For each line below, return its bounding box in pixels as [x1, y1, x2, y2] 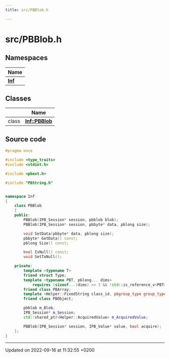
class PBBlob [14, 203, 42, 209]
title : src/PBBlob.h [5, 7, 49, 13]
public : [14, 213, 30, 218]
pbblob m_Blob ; [23, 305, 56, 311]
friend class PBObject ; [23, 296, 73, 301]
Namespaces [5, 54, 48, 62]
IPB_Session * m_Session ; [23, 310, 76, 315]
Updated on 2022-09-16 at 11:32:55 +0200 [5, 347, 95, 353]
